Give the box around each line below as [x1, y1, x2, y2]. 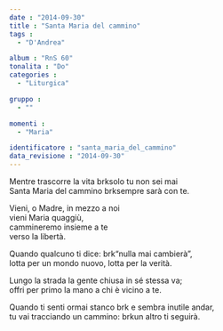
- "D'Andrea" [17, 37, 66, 47]
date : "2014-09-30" [9, 12, 86, 22]
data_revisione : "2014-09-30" [9, 152, 125, 161]
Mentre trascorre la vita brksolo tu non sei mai [9, 176, 179, 187]
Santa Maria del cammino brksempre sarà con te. [9, 186, 190, 196]
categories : [9, 70, 58, 80]
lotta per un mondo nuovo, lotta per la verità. [9, 258, 172, 268]
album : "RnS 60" [9, 54, 74, 63]
